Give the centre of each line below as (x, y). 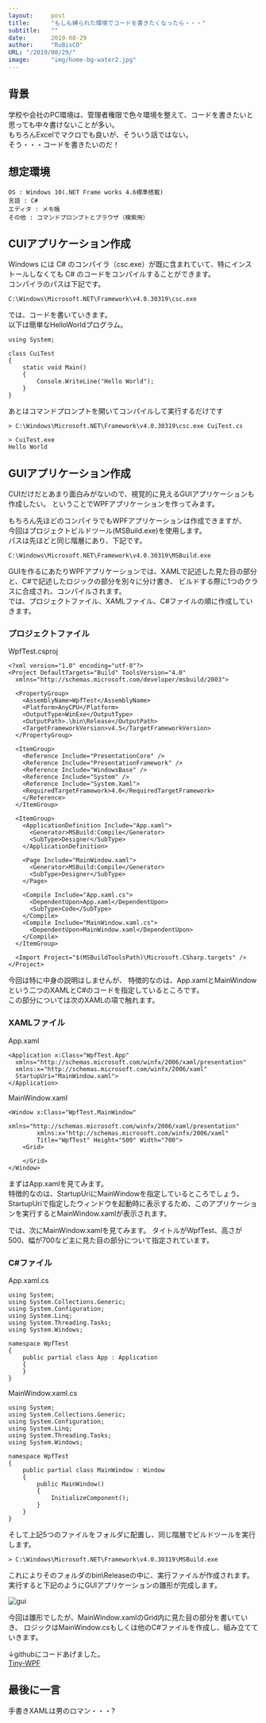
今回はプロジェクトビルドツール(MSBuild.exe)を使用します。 (107, 531)
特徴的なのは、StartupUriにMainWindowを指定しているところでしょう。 (126, 1193)
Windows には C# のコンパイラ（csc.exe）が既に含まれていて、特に (120, 264)
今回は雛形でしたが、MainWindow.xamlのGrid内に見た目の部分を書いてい (128, 1617)
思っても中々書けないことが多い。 (64, 125)
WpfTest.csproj (33, 651)
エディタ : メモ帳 (34, 209)
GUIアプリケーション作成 (69, 473)
